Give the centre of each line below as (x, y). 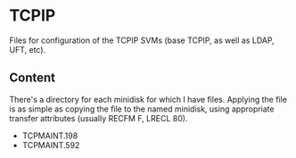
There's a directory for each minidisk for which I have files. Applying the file (148, 99)
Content (33, 78)
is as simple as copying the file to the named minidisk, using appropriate (142, 109)
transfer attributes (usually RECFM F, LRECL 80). (99, 118)
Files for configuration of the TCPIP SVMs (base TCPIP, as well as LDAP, (142, 40)
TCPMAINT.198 (50, 136)
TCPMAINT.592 (51, 145)
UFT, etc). (28, 49)
